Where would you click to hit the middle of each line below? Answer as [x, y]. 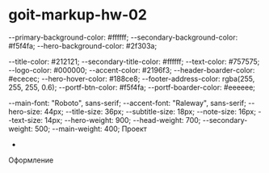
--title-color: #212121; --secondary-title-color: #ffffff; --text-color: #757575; [134, 61]
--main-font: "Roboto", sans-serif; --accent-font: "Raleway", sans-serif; [127, 103]
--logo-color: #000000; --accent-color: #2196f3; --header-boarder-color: [132, 70]
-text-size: [25, 120]
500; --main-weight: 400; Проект [91, 129]
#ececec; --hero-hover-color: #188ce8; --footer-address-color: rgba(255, [132, 78]
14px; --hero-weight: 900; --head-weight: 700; [122, 120]
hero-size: [25, 112]
